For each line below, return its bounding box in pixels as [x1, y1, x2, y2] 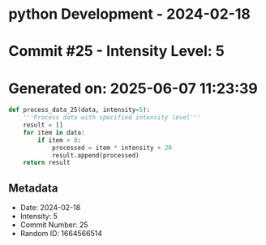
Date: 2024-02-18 [19, 203, 81, 213]
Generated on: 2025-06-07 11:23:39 [8, 79, 258, 97]
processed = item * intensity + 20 [51, 144, 173, 152]
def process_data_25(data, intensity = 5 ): [8, 106, 151, 114]
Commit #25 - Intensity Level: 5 [8, 42, 225, 61]
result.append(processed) [51, 151, 139, 159]
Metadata [8, 181, 58, 195]
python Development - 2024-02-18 [8, 5, 251, 24]
